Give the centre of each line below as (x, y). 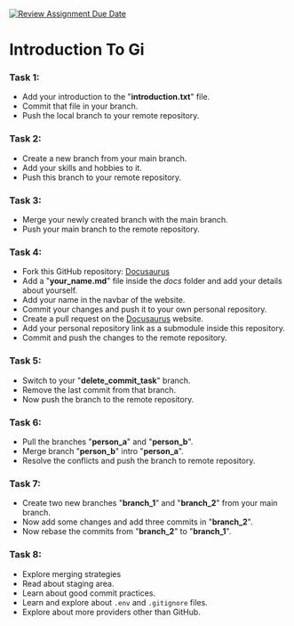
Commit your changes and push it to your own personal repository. (144, 309)
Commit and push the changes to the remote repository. (125, 337)
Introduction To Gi (77, 50)
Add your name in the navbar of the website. (103, 300)
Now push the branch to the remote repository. (108, 399)
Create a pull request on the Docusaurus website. (113, 319)
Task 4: (26, 252)
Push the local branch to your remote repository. (111, 116)
